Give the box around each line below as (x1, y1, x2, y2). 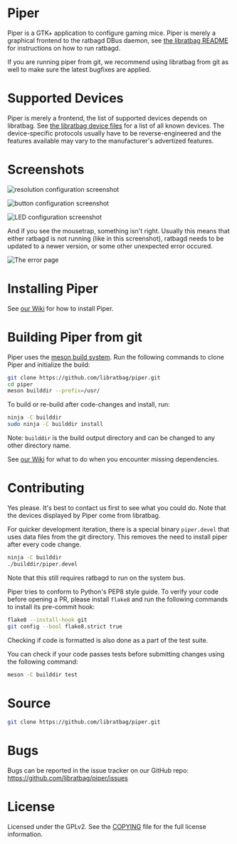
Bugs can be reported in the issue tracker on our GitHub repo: (7, 766, 189, 775)
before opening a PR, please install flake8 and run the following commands (7, 594, 228, 604)
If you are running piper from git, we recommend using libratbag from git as (7, 57, 229, 66)
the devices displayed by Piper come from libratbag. (7, 512, 161, 519)
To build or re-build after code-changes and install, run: (7, 400, 171, 409)
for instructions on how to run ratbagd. (7, 44, 121, 52)
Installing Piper (7, 280, 98, 297)
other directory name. (7, 441, 71, 450)
